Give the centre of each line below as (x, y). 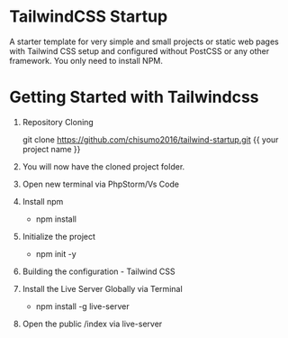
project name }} (51, 149)
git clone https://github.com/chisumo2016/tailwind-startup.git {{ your (150, 139)
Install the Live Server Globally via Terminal (102, 288)
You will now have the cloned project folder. (103, 166)
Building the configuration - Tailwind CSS (99, 271)
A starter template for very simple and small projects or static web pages (144, 41)
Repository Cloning (58, 122)
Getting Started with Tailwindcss (134, 97)
